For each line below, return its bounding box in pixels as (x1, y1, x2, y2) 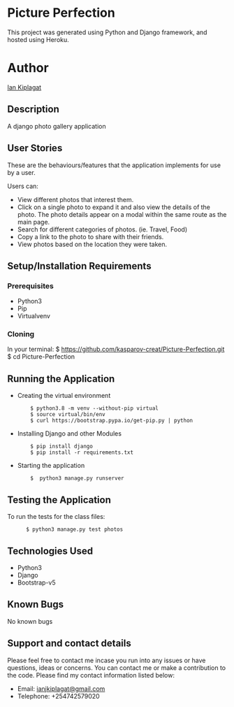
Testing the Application (7, 494, 112, 506)
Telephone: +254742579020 (17, 692, 100, 700)
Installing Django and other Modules (17, 429, 122, 438)
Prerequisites (7, 281, 54, 291)
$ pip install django (30, 443, 93, 450)
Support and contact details (7, 638, 131, 650)
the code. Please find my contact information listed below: (7, 671, 175, 679)
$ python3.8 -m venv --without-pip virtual (30, 405, 159, 412)
